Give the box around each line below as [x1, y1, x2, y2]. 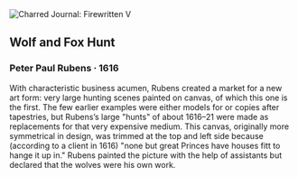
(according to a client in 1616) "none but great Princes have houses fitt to [9, 140, 281, 151]
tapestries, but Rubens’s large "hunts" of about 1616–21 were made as [9, 111, 269, 122]
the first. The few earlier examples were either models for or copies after [9, 101, 280, 112]
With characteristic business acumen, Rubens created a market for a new [9, 82, 283, 93]
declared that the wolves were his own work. [9, 159, 176, 170]
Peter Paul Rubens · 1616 [9, 62, 119, 75]
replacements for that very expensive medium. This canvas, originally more [9, 121, 290, 132]
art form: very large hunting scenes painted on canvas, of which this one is [9, 92, 288, 103]
